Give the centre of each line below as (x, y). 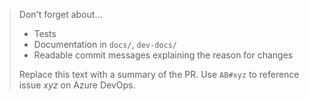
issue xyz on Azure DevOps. (77, 85)
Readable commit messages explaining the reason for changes (163, 55)
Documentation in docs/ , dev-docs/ (105, 44)
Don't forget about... (60, 14)
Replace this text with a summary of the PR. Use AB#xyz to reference (159, 74)
